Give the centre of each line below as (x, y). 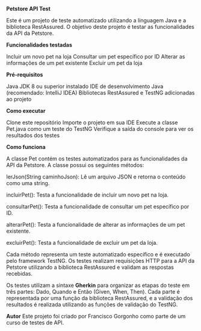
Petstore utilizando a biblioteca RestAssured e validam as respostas (90, 267)
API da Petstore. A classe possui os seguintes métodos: (75, 165)
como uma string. (28, 183)
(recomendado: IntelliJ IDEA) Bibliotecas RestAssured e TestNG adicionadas (100, 93)
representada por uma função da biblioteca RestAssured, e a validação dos (100, 298)
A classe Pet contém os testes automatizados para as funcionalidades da (97, 159)
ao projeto (19, 99)
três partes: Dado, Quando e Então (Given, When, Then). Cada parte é (93, 292)
